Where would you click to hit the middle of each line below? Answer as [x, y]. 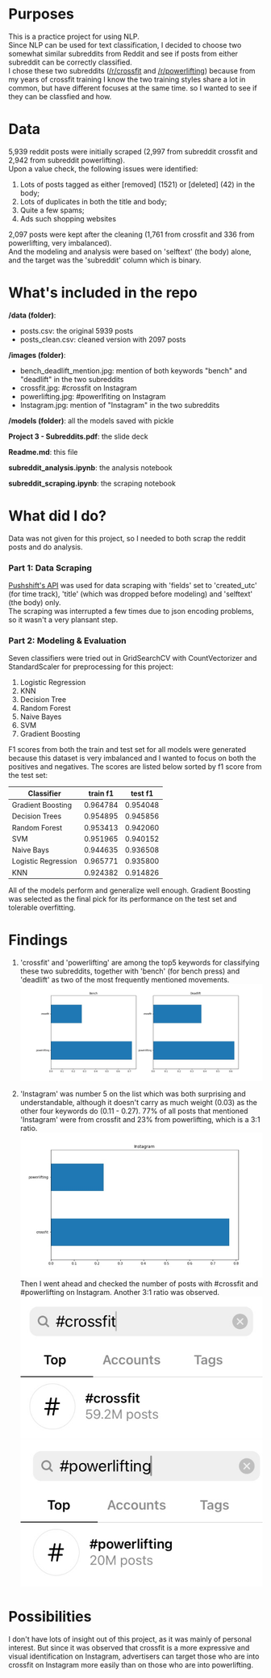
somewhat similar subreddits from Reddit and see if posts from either [123, 53]
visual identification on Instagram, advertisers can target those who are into [134, 1656]
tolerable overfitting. [42, 908]
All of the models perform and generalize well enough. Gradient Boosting [130, 890]
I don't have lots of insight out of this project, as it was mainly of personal [130, 1639]
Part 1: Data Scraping [50, 568]
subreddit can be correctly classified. [71, 62]
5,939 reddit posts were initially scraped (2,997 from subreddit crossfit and [133, 151]
